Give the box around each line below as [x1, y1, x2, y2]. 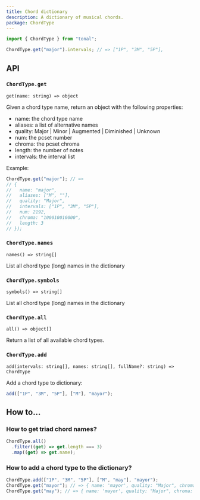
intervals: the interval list [14, 153, 76, 160]
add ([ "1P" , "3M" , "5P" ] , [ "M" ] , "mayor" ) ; [6, 391, 113, 397]
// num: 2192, [6, 209, 46, 215]
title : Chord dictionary [6, 8, 68, 15]
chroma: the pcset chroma [14, 140, 80, 147]
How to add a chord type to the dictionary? [6, 463, 132, 471]
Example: [6, 164, 29, 171]
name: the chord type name [14, 115, 83, 122]
